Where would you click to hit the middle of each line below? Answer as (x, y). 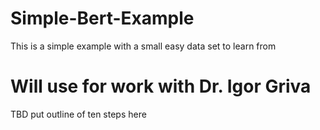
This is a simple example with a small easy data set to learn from (143, 46)
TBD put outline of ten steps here (78, 114)
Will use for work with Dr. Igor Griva (161, 86)
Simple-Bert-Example (102, 18)
